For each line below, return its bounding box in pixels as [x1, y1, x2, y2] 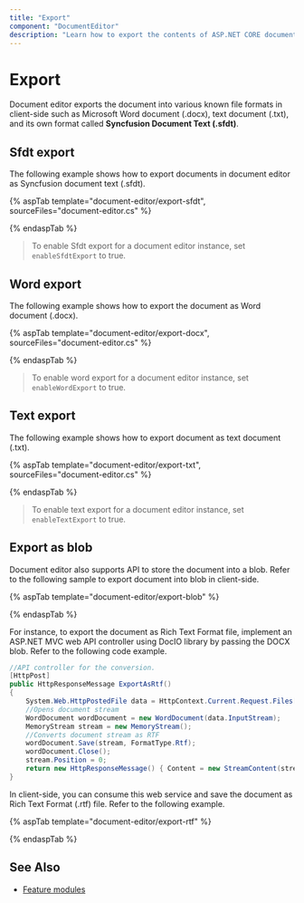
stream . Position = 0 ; [25, 755, 107, 765]
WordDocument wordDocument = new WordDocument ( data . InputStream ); [25, 713, 281, 723]
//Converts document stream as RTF [25, 730, 160, 739]
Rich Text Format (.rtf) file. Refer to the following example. [9, 798, 225, 809]
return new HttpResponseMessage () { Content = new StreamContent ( [25, 764, 281, 773]
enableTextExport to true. [31, 514, 127, 524]
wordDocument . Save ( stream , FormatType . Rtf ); [25, 739, 196, 748]
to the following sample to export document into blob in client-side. [9, 573, 260, 584]
